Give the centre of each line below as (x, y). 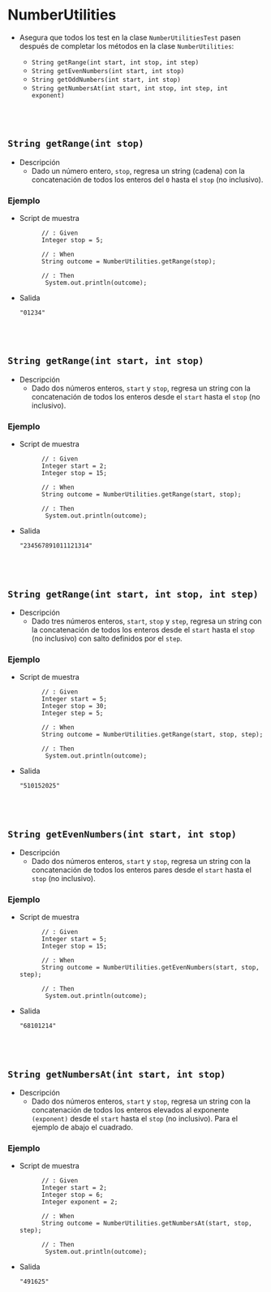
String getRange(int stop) (76, 144)
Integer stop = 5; (72, 240)
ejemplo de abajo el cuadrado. (82, 1127)
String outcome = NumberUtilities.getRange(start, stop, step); (152, 735)
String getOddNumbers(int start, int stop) (106, 80)
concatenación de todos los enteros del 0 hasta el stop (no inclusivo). (147, 179)
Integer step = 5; (72, 713)
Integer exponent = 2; (80, 1202)
